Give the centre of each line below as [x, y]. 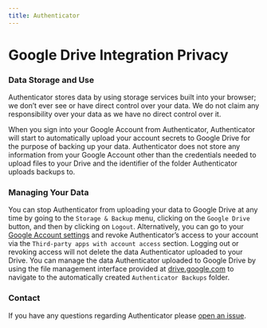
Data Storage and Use [51, 80]
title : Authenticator [44, 16]
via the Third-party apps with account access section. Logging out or [124, 244]
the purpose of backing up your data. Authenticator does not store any [124, 146]
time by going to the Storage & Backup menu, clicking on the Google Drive [129, 218]
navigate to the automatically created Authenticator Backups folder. [119, 277]
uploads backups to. [42, 172]
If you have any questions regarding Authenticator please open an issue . [128, 315]
